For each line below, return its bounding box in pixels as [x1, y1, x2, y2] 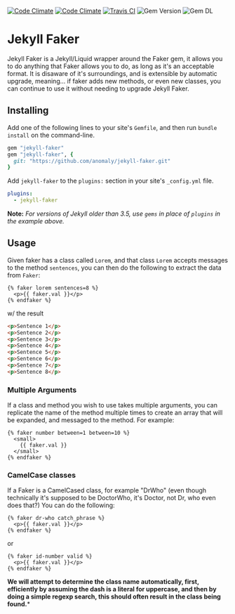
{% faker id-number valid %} [7, 553, 93, 560]
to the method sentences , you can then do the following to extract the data [7, 263, 222, 272]
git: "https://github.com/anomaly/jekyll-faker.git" [13, 157, 171, 164]
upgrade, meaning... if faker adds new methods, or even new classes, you [7, 77, 221, 85]
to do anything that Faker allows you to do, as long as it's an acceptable [7, 62, 215, 70]
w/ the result [7, 309, 44, 318]
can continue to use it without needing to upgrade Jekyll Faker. [7, 84, 189, 93]
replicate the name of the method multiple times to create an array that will [7, 408, 223, 417]
